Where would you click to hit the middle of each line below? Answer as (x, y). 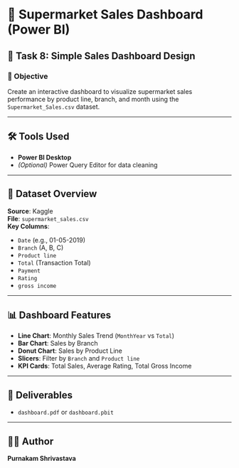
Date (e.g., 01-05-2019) (52, 240)
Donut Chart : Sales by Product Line (70, 351)
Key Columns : (28, 226)
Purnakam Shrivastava (42, 458)
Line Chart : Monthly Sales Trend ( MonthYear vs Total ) (96, 336)
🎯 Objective (28, 76)
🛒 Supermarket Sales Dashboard (106, 15)
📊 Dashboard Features (59, 315)
